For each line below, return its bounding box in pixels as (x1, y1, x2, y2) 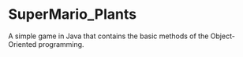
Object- (210, 31, 235, 41)
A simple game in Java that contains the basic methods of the (8, 31, 209, 41)
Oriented (8, 39, 37, 48)
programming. (38, 39, 84, 48)
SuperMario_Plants (8, 5, 136, 23)
